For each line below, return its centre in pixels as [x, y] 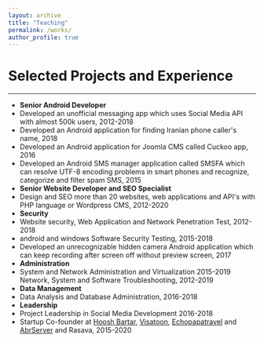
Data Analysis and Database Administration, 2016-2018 [108, 297]
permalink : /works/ [40, 30]
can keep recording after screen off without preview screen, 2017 [125, 255]
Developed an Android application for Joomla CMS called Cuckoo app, [134, 147]
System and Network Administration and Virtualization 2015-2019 [125, 272]
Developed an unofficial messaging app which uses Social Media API [131, 114]
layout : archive [35, 15]
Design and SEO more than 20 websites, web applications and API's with [137, 197]
